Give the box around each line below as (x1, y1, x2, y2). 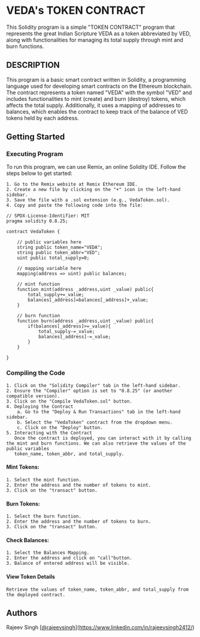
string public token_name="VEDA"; (17, 245, 103, 251)
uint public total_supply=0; (17, 255, 90, 261)
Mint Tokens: (6, 463, 40, 471)
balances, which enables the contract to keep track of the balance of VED (6, 108, 189, 115)
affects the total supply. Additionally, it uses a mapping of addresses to (6, 102, 181, 109)
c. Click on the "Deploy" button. (17, 424, 103, 430)
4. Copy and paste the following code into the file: (6, 203, 144, 209)
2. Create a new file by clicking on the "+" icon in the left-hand (6, 187, 181, 193)
